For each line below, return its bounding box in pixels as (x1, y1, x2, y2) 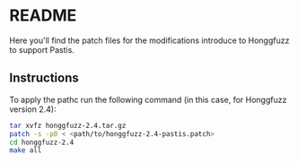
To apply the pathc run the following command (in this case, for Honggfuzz (9, 94, 287, 105)
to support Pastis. (9, 44, 74, 55)
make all (9, 146, 42, 155)
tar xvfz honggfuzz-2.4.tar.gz (9, 121, 127, 130)
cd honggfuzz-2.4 (9, 138, 74, 147)
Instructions (9, 71, 79, 86)
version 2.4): (9, 104, 57, 115)
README (9, 5, 77, 26)
